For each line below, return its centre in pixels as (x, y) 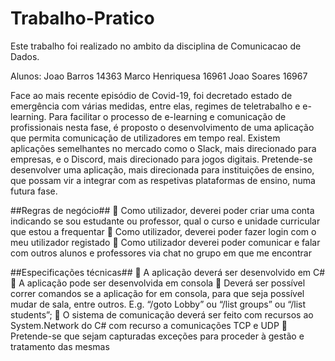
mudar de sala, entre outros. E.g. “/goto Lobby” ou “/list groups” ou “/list (158, 304)
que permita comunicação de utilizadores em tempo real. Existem (145, 138)
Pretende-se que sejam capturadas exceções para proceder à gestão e (157, 336)
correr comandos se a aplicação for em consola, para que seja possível (157, 293)
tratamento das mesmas (60, 346)
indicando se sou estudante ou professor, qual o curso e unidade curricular (165, 221)
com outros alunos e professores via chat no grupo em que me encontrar (161, 253)
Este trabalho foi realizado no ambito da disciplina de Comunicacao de (156, 46)
